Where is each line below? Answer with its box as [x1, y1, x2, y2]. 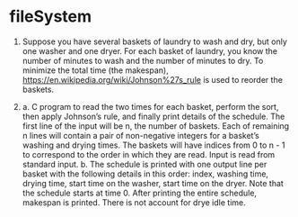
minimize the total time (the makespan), [22, 65, 169, 76]
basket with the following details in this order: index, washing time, [22, 168, 269, 179]
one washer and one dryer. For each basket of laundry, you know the [22, 45, 278, 56]
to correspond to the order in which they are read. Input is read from [22, 149, 276, 159]
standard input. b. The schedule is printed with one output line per [22, 158, 267, 169]
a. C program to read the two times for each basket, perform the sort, [22, 101, 279, 112]
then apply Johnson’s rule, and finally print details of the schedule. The [22, 111, 285, 122]
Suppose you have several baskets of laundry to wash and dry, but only [22, 36, 287, 47]
